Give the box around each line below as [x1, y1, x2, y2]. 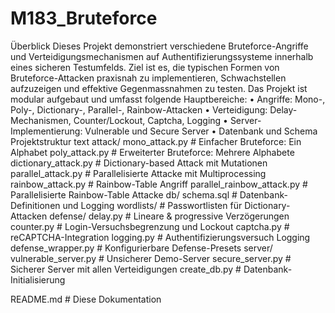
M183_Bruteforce [10, 7, 158, 30]
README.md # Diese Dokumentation [10, 293, 162, 305]
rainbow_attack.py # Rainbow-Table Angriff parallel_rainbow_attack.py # [10, 178, 308, 190]
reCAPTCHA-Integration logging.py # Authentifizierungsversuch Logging [10, 231, 311, 243]
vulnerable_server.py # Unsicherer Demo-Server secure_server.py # [10, 252, 292, 264]
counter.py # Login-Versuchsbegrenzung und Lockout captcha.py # [10, 220, 290, 232]
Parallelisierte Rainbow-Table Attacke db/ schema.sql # [10, 188, 238, 201]
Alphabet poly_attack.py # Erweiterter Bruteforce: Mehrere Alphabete [10, 146, 295, 158]
